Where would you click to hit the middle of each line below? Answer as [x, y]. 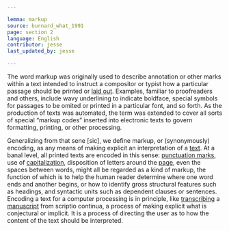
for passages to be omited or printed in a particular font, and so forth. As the [114, 106]
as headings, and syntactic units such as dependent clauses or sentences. [112, 191]
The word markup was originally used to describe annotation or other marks [114, 77]
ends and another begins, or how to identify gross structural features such [112, 184]
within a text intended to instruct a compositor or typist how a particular [108, 84]
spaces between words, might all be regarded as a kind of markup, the [107, 169]
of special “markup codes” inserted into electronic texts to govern [100, 120]
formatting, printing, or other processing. [65, 127]
